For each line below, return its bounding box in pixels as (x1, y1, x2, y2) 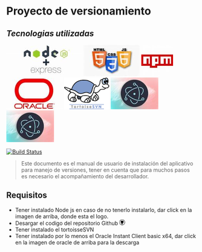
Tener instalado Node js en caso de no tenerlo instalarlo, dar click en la (15, 206, 192, 213)
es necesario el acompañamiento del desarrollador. (21, 173, 149, 179)
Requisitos (6, 190, 47, 201)
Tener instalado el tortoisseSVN (15, 225, 94, 233)
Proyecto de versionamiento (6, 4, 151, 18)
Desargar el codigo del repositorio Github (15, 219, 119, 227)
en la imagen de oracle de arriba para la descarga (15, 239, 140, 246)
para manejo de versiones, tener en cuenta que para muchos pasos (21, 166, 191, 173)
